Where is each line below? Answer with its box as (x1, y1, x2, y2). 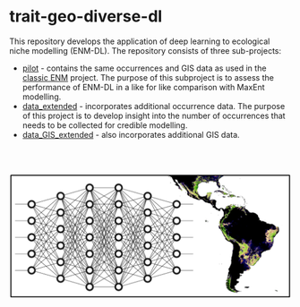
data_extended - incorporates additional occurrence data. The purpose (21, 100, 286, 111)
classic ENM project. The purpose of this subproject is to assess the (21, 72, 275, 82)
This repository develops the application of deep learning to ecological (9, 36, 270, 47)
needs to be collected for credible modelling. (21, 119, 188, 131)
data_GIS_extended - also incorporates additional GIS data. (21, 129, 240, 140)
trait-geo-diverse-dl (9, 6, 163, 27)
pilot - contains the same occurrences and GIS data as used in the (21, 63, 267, 73)
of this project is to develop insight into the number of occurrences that (21, 110, 286, 121)
